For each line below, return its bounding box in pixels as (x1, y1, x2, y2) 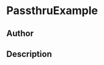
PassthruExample (6, 4, 98, 18)
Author (6, 28, 34, 39)
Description (6, 48, 52, 59)
